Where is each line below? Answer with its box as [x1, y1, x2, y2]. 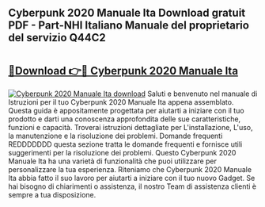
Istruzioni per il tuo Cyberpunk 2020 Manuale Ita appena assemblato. [8, 98, 234, 106]
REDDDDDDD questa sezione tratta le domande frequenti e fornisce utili [8, 140, 243, 149]
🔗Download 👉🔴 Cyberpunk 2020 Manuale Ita [8, 63, 239, 78]
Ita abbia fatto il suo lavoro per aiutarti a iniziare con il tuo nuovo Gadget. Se [8, 174, 256, 182]
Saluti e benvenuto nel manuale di [147, 89, 258, 98]
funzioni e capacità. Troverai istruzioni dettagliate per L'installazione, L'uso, [8, 123, 253, 132]
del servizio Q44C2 [8, 31, 106, 44]
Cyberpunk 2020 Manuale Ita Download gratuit [8, 6, 246, 20]
